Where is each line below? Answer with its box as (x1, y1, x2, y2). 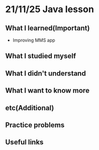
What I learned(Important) (5, 24, 90, 32)
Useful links (5, 138, 44, 146)
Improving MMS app (12, 37, 55, 43)
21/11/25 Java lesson (5, 4, 94, 15)
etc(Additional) (5, 103, 54, 112)
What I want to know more (5, 86, 90, 95)
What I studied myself (5, 52, 76, 60)
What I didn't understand (5, 69, 86, 78)
